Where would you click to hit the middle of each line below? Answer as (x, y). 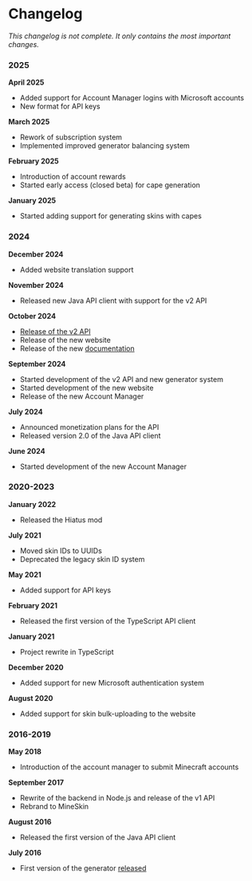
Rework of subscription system (71, 137)
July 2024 (26, 411)
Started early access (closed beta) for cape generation (110, 185)
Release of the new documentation (77, 348)
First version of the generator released (83, 868)
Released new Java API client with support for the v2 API (113, 301)
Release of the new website (65, 340)
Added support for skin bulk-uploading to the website (108, 714)
